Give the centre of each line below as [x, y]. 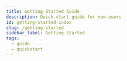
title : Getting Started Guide [43, 11]
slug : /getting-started [35, 28]
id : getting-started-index [39, 22]
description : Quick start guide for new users [64, 17]
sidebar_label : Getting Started [45, 33]
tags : [13, 38]
